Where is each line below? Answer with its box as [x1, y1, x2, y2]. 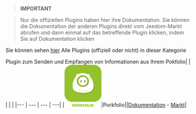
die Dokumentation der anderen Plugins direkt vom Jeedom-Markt [20, 23, 182, 30]
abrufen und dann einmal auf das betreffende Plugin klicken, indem [20, 29, 184, 36]
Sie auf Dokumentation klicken [20, 35, 95, 42]
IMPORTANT [20, 5, 52, 12]
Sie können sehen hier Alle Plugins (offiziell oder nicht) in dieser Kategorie [5, 47, 187, 54]
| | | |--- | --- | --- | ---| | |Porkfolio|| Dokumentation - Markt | [5, 101, 187, 108]
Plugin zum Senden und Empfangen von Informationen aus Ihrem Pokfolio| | [5, 58, 191, 65]
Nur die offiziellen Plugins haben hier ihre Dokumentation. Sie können [20, 17, 190, 23]
